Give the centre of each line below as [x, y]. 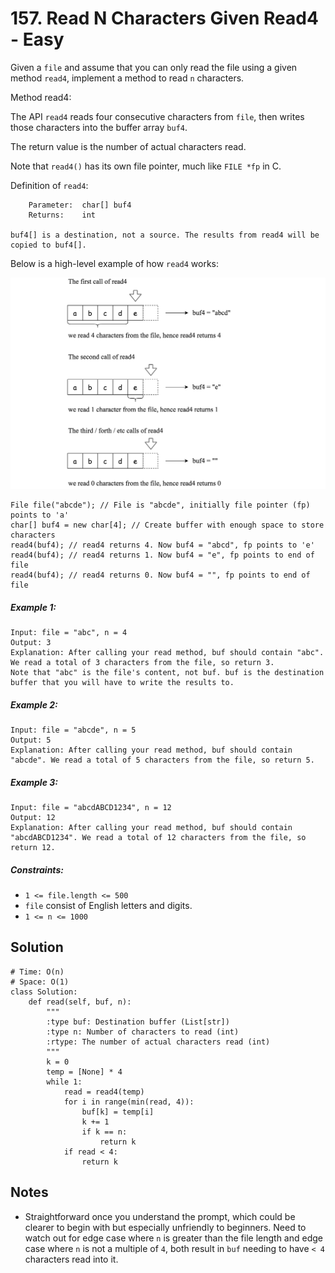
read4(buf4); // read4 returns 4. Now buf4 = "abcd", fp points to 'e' [162, 545]
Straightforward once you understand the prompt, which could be [160, 1216]
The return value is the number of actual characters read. [128, 146]
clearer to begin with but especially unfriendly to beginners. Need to [165, 1227]
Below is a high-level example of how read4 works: [115, 263]
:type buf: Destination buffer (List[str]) [138, 1022]
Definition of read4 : [49, 185]
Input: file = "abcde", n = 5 [73, 730]
